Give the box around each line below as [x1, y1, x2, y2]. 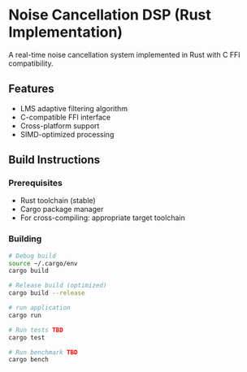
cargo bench [8, 356, 49, 364]
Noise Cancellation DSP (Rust [8, 6, 211, 24]
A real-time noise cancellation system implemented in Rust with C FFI [8, 50, 241, 59]
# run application [8, 304, 71, 312]
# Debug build [8, 252, 57, 260]
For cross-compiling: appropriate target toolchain [19, 213, 185, 223]
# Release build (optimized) [8, 282, 107, 290]
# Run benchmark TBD [8, 348, 79, 357]
